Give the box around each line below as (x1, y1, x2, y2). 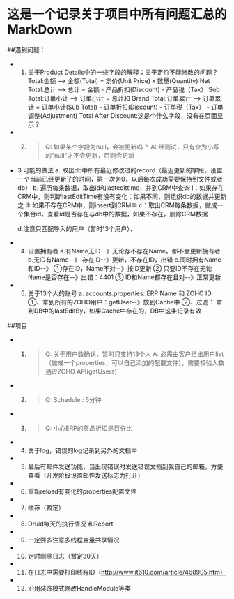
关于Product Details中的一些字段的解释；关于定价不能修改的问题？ (27, 68, 219, 76)
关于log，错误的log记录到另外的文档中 (27, 446, 138, 454)
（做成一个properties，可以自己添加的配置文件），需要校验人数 (45, 358, 225, 367)
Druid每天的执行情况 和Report (27, 519, 114, 528)
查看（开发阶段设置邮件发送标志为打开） (27, 471, 144, 479)
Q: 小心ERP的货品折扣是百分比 (45, 424, 132, 432)
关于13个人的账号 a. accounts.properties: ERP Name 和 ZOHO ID (27, 289, 212, 297)
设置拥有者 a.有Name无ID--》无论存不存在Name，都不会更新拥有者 (27, 246, 221, 255)
